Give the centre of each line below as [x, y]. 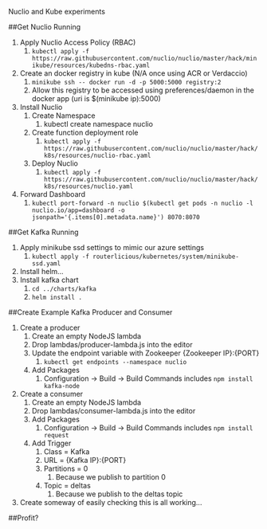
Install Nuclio [41, 107]
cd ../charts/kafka [64, 289]
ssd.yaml [46, 264]
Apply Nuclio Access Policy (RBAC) [78, 42]
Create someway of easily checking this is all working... [111, 502]
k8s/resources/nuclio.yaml [88, 186]
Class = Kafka [67, 452]
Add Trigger [51, 443]
